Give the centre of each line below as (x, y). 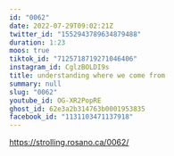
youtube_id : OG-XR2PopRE (55, 100)
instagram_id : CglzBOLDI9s (59, 68)
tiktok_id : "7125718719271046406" (74, 59)
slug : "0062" (33, 92)
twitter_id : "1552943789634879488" (75, 34)
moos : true (29, 51)
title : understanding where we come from (87, 76)
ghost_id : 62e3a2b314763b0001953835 (77, 109)
